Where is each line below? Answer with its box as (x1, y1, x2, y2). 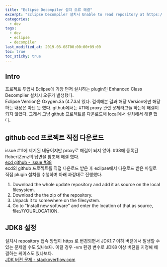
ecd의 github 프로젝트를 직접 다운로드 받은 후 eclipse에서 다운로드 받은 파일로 (5, 165, 157, 171)
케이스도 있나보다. (18, 250, 53, 256)
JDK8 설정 (5, 224, 36, 232)
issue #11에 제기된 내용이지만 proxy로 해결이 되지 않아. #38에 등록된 (5, 148, 139, 153)
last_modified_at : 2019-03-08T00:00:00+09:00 (5, 44, 101, 49)
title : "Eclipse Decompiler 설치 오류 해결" (5, 7, 93, 12)
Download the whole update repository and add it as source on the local (12, 182, 161, 187)
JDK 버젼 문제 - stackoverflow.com (5, 257, 76, 263)
